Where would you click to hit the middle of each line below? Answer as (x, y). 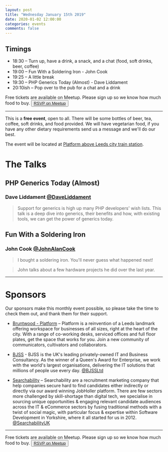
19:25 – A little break (33, 77)
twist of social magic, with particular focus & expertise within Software (85, 412)
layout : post (19, 10)
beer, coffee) (26, 66)
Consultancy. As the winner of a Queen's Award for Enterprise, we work (86, 360)
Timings (18, 49)
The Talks (26, 164)
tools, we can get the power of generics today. (65, 218)
